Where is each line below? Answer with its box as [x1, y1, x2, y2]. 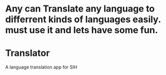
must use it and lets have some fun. [5, 25, 158, 36]
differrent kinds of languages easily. [5, 14, 161, 25]
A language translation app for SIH [5, 64, 78, 70]
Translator [5, 47, 50, 59]
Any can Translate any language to [5, 3, 155, 15]
